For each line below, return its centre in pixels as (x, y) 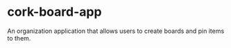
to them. (19, 38)
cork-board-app (54, 12)
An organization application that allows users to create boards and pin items (116, 31)
